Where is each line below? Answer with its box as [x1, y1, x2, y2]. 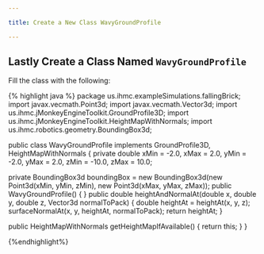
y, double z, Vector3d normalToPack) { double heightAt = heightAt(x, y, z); [8, 198, 251, 207]
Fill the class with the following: [8, 76, 111, 86]
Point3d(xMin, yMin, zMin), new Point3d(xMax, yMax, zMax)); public [8, 181, 232, 190]
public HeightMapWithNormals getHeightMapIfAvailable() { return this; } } [8, 221, 248, 231]
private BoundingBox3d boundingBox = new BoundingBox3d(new [8, 172, 224, 183]
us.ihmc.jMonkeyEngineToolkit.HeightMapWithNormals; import [8, 117, 212, 126]
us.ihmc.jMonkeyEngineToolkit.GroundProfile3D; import [8, 108, 189, 117]
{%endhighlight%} [8, 237, 69, 247]
